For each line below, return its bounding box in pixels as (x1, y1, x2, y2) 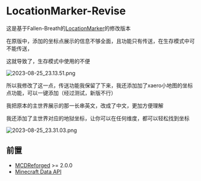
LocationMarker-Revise (6, 4, 126, 18)
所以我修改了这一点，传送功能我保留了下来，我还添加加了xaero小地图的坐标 (6, 82, 193, 89)
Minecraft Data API (14, 168, 62, 175)
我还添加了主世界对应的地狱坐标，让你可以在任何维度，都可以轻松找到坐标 (6, 115, 190, 122)
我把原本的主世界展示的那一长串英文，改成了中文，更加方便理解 (6, 102, 163, 109)
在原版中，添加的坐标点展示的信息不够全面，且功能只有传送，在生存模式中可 (6, 37, 195, 44)
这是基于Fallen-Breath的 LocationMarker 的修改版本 (6, 24, 131, 32)
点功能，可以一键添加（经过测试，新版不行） (6, 89, 117, 96)
